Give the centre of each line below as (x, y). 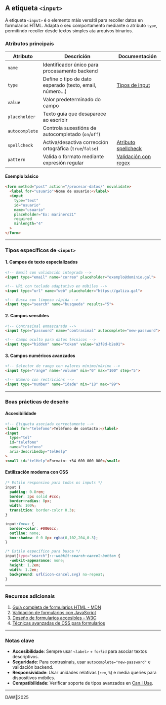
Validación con (134, 157)
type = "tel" (21, 438)
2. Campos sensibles (27, 315)
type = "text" (26, 201)
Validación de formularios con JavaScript (54, 612)
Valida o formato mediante (73, 157)
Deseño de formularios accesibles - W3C (54, 618)
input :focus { (20, 524)
